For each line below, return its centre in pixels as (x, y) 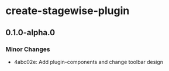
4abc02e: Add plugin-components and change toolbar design (89, 62)
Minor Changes (28, 49)
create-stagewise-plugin (68, 11)
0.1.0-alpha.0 (30, 33)
